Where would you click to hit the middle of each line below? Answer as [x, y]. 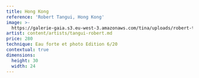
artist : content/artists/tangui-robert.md [59, 33]
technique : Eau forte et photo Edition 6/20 [62, 45]
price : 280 [20, 39]
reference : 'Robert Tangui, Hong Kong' [55, 17]
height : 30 [25, 60]
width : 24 [23, 66]
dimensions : [21, 55]
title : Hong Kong [28, 11]
